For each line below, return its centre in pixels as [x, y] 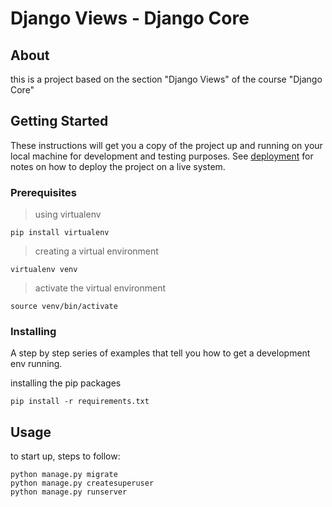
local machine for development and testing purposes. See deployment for [162, 156]
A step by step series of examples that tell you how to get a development [160, 353]
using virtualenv [68, 214]
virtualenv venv [44, 270]
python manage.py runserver [69, 492]
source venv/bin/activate [64, 307]
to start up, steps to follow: [65, 456]
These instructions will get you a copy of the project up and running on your [166, 145]
